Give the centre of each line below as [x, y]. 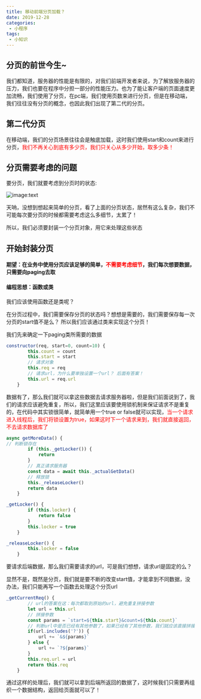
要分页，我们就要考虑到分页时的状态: [52, 183]
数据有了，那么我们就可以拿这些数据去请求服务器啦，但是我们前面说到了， [98, 397]
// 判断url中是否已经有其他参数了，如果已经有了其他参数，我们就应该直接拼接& [113, 626]
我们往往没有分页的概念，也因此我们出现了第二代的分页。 [77, 103]
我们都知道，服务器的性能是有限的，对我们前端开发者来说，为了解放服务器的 [100, 81]
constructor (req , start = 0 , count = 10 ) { [56, 346]
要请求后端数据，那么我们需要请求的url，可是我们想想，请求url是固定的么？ [99, 567]
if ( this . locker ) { [52, 510]
